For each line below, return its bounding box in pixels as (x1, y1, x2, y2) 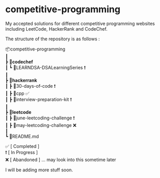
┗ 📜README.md (5, 133, 39, 139)
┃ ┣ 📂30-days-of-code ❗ (5, 83, 56, 89)
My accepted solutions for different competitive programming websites (5, 20, 155, 27)
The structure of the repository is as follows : (5, 36, 100, 42)
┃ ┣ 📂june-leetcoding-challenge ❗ (5, 115, 75, 121)
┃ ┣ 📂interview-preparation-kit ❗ (5, 96, 72, 103)
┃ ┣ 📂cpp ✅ (5, 90, 30, 96)
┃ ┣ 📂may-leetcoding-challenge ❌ (5, 122, 77, 128)
